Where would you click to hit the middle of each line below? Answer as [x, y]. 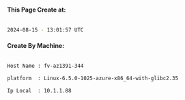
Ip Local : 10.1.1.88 [39, 91]
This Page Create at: [37, 10]
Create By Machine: [36, 45]
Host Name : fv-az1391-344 [45, 66]
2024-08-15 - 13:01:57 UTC [45, 30]
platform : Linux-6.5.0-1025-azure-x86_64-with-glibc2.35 [93, 79]
